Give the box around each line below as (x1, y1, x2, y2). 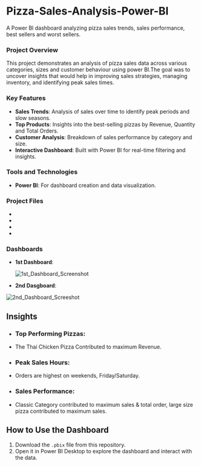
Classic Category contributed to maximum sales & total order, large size (14, 401, 193, 408)
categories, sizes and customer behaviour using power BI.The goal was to (6, 66, 191, 73)
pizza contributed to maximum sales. (14, 407, 107, 415)
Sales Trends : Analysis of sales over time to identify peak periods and (14, 108, 190, 115)
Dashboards (6, 245, 43, 254)
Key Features (6, 94, 46, 102)
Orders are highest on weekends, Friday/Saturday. (14, 372, 140, 379)
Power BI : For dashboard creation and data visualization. (14, 182, 156, 189)
